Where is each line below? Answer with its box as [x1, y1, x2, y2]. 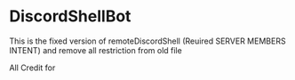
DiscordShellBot [9, 6, 132, 27]
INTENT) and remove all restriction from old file [9, 44, 182, 55]
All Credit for [9, 62, 56, 73]
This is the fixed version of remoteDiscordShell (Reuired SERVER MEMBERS [9, 36, 286, 46]
